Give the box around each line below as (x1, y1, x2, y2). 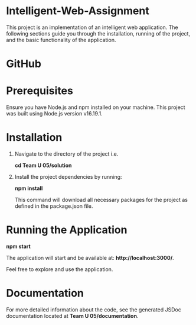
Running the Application (6, 223, 128, 237)
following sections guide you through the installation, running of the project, (6, 30, 191, 37)
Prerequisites (6, 84, 74, 98)
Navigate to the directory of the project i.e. (14, 150, 119, 157)
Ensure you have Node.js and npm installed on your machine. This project (6, 104, 185, 111)
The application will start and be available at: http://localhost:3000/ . (6, 254, 174, 261)
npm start (6, 243, 31, 250)
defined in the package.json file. (14, 202, 93, 210)
